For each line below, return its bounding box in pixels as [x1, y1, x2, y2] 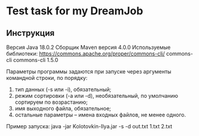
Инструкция [6, 28, 55, 38]
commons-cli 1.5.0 [13, 57, 59, 63]
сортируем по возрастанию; [14, 98, 88, 106]
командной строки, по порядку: [6, 75, 88, 81]
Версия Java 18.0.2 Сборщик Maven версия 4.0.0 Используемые [6, 44, 171, 51]
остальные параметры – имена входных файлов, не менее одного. [14, 112, 186, 118]
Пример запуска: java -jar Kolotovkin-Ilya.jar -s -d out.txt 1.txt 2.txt [6, 123, 173, 129]
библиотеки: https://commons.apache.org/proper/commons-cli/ [6, 50, 166, 57]
